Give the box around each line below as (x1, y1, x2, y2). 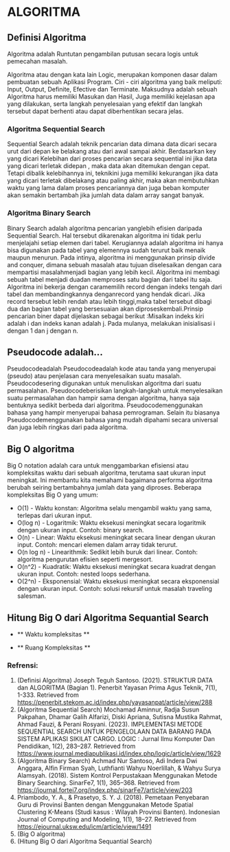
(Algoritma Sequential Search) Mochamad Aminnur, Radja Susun (16, 705, 200, 714)
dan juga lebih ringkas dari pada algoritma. (7, 423, 128, 431)
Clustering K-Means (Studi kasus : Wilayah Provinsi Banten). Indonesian (16, 808, 220, 816)
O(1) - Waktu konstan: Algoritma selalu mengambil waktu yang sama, (16, 504, 212, 512)
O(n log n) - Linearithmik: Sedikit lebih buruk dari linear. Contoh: (16, 548, 198, 557)
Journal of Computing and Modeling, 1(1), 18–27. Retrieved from (16, 815, 197, 824)
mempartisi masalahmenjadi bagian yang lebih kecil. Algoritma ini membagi (7, 268, 220, 276)
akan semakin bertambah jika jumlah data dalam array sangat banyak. (7, 191, 205, 200)
